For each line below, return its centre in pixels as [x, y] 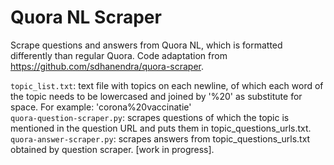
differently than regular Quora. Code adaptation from [119, 55]
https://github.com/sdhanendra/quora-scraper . [107, 66]
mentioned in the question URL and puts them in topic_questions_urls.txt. [161, 128]
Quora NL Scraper [86, 17]
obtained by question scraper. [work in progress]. [112, 149]
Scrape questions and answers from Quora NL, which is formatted [146, 45]
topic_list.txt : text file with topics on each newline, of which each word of [167, 85]
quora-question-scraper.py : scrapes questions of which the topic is [150, 117]
